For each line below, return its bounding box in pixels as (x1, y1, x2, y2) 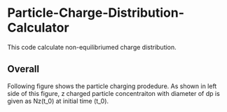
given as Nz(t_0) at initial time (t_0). (7, 97, 109, 105)
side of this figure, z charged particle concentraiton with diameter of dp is (7, 89, 221, 97)
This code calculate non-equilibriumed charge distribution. (7, 43, 177, 51)
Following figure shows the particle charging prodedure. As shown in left (7, 82, 217, 90)
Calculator (7, 20, 69, 36)
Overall (7, 63, 40, 75)
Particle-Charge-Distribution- (7, 5, 184, 21)
